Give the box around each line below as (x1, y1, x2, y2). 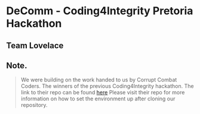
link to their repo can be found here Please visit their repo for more (20, 89, 185, 96)
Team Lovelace (6, 40, 64, 50)
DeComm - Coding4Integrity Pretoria (6, 4, 193, 18)
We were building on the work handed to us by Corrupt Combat (20, 76, 177, 84)
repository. (20, 102, 48, 109)
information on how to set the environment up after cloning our (20, 95, 176, 102)
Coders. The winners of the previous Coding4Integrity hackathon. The (20, 83, 194, 90)
